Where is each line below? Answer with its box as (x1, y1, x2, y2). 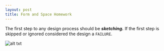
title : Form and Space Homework (5, 12, 72, 17)
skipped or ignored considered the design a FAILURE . (5, 31, 112, 37)
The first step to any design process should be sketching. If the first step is (5, 25, 160, 31)
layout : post (5, 7, 32, 12)
